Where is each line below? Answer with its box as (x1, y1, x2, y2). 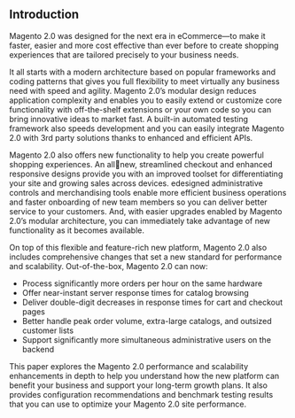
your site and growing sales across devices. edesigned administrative (9, 177, 264, 189)
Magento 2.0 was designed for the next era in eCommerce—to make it (9, 30, 266, 41)
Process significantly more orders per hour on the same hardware (21, 278, 263, 289)
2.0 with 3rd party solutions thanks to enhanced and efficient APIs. (9, 132, 253, 143)
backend (21, 344, 55, 354)
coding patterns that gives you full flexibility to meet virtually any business (9, 75, 281, 87)
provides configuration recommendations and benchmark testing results (9, 389, 274, 399)
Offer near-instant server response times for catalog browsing (21, 287, 250, 298)
